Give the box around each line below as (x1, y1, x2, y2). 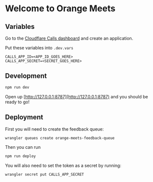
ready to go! (5, 99, 30, 105)
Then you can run (5, 144, 41, 150)
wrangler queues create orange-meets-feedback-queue (5, 136, 115, 140)
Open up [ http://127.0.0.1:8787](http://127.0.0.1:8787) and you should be (5, 93, 148, 99)
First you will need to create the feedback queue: (5, 126, 104, 132)
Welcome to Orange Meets (5, 3, 116, 14)
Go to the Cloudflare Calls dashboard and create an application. (5, 35, 133, 41)
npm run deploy (5, 154, 36, 159)
